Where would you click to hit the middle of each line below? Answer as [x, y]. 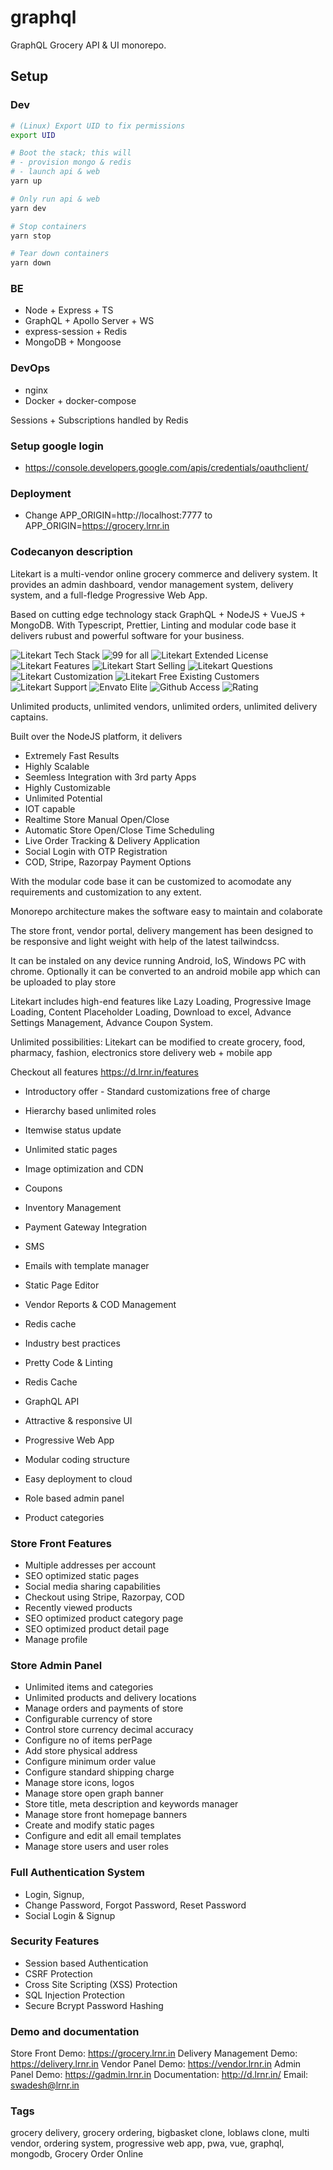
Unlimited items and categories [89, 1687]
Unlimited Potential [63, 798]
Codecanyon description [71, 552]
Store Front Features [61, 1543]
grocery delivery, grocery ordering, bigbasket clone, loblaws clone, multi [160, 2133]
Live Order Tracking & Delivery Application [112, 840]
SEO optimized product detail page [97, 1628]
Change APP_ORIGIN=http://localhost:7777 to [118, 515]
